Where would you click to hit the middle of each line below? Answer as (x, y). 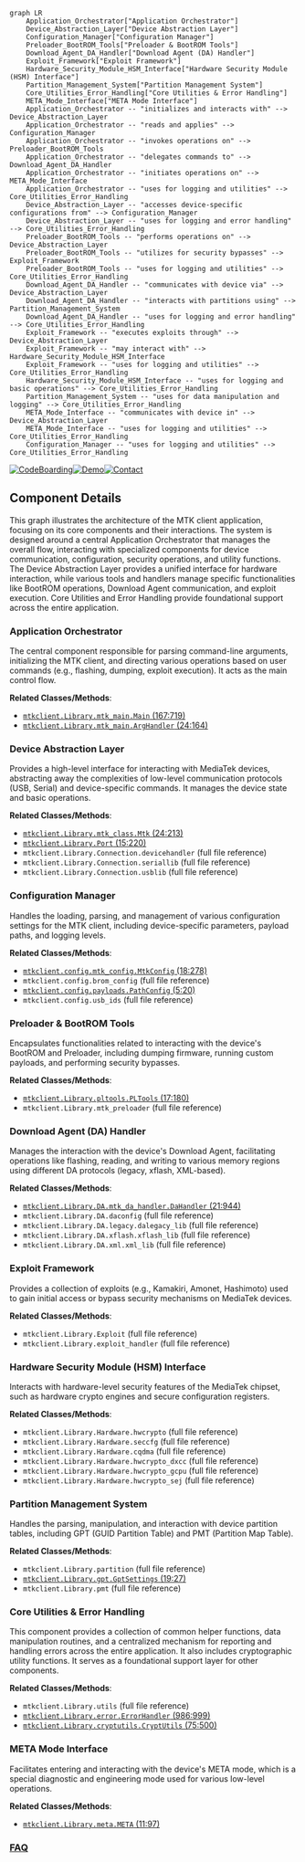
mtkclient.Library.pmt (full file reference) (102, 1588)
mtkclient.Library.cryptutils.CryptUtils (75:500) (120, 1725)
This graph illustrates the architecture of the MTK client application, (136, 520)
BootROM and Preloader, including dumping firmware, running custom (142, 1053)
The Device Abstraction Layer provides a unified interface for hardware (143, 568)
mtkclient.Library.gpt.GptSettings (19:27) (105, 1579)
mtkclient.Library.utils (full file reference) (106, 1706)
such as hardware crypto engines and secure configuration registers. (140, 1396)
